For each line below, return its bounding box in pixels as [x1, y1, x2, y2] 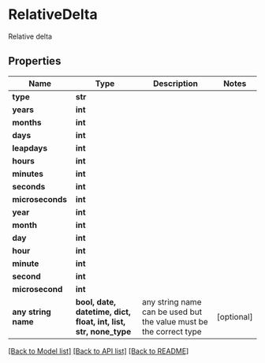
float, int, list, [75, 316, 126, 327]
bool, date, [75, 296, 117, 307]
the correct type [141, 326, 203, 337]
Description [153, 77, 199, 88]
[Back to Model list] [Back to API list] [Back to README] [8, 346, 189, 356]
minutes [12, 168, 44, 179]
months [12, 117, 42, 128]
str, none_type [75, 326, 132, 337]
